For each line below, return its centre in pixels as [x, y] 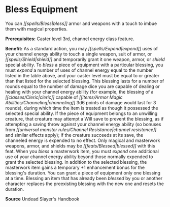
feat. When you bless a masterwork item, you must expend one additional [82, 151]
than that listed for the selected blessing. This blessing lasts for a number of [85, 81]
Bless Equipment [42, 9]
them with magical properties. [37, 28]
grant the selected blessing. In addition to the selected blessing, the [76, 162]
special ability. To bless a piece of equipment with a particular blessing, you [84, 65]
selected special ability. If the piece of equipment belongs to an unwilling [81, 113]
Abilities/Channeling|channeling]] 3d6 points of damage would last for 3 [81, 102]
